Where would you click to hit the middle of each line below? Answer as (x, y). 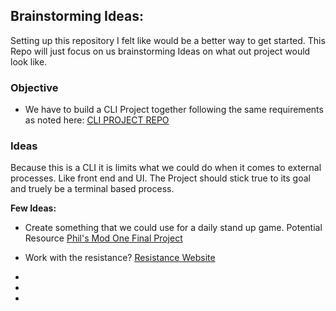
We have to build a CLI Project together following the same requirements (174, 110)
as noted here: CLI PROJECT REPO (97, 120)
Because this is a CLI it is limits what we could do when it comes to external (166, 168)
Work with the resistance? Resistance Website (120, 258)
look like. (29, 61)
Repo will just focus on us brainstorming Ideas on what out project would (160, 51)
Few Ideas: (33, 208)
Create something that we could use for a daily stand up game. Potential (173, 228)
